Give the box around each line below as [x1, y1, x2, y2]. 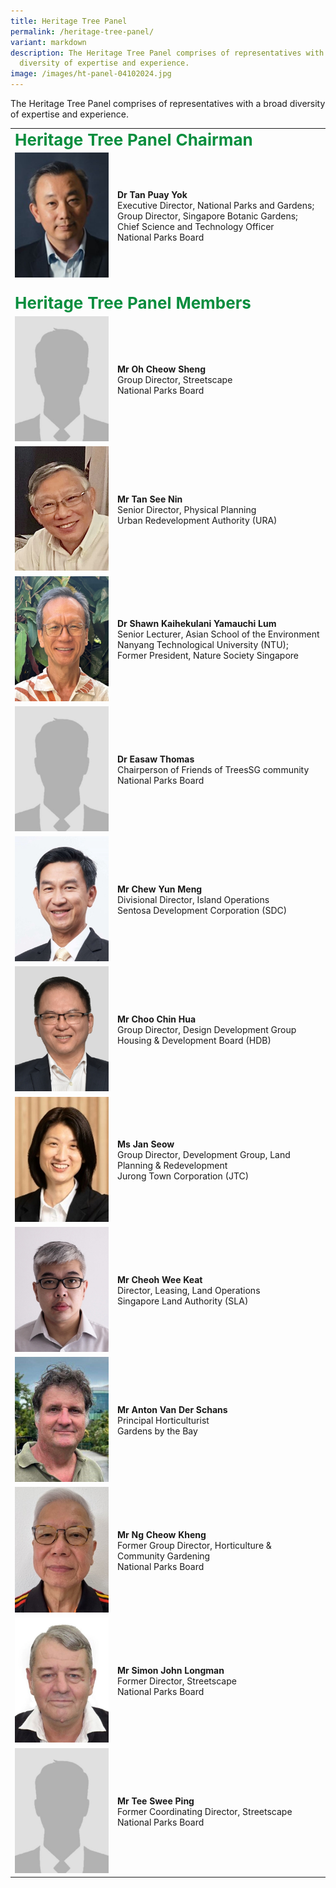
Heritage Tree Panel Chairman [14, 129, 253, 150]
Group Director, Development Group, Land [117, 1149, 291, 1161]
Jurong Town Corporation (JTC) [117, 1170, 250, 1182]
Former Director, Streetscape [117, 1675, 237, 1687]
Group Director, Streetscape [117, 373, 233, 385]
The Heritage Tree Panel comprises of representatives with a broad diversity [10, 98, 326, 109]
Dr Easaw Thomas [117, 753, 195, 765]
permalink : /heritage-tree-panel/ [10, 26, 155, 37]
